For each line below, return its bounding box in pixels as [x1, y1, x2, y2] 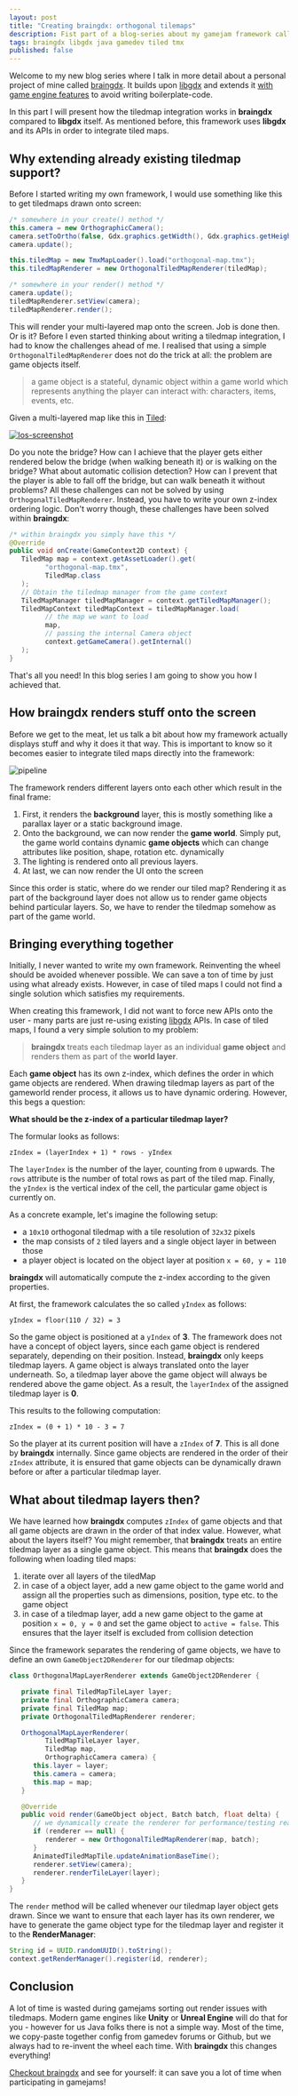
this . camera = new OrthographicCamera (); [9, 223, 165, 232]
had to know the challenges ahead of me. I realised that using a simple [9, 339, 267, 351]
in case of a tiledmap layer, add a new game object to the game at [21, 1609, 263, 1620]
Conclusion [9, 1979, 74, 1995]
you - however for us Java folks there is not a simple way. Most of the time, [9, 2021, 285, 2032]
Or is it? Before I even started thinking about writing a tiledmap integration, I [9, 331, 286, 341]
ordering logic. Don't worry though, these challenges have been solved [9, 503, 269, 514]
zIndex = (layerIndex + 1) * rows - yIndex [9, 1148, 173, 1158]
